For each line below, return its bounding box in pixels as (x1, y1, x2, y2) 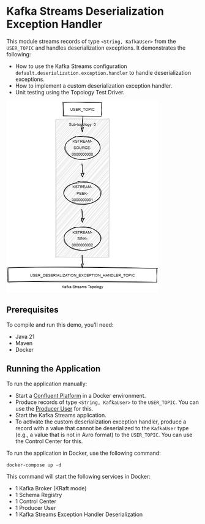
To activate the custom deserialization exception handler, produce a (15, 418, 187, 425)
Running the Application (6, 363, 101, 374)
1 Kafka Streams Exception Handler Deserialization (15, 511, 143, 518)
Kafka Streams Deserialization (6, 4, 164, 18)
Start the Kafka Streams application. (15, 411, 106, 419)
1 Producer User (15, 504, 56, 511)
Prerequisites (6, 305, 59, 315)
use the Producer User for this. (15, 404, 94, 412)
